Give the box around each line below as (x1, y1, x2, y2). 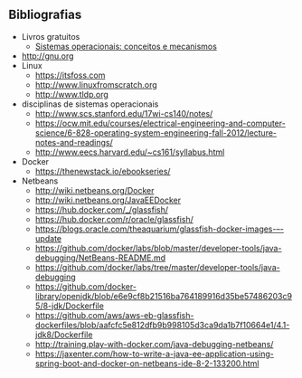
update (34, 232, 62, 243)
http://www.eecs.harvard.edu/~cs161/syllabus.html (34, 146, 225, 157)
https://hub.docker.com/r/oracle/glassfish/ (34, 213, 193, 224)
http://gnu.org (21, 50, 74, 61)
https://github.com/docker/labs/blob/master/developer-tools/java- (34, 242, 282, 253)
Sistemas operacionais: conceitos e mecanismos (34, 41, 218, 52)
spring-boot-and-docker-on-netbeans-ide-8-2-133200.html (34, 357, 260, 369)
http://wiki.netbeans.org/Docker (34, 184, 155, 195)
